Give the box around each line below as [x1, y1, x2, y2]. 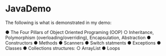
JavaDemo [5, 3, 52, 14]
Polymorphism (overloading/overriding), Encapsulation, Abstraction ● [5, 34, 151, 40]
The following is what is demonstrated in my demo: [5, 19, 112, 25]
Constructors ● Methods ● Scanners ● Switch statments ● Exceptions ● [5, 39, 161, 45]
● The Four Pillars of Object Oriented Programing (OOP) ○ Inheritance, [5, 29, 154, 35]
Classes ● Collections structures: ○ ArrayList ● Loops [5, 45, 120, 51]
